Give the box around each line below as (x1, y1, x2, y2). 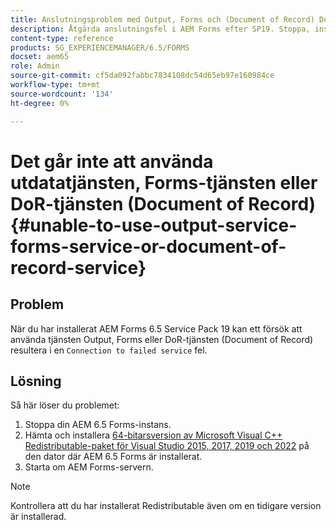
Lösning (10, 372, 62, 390)
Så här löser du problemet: (10, 399, 120, 411)
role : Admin (10, 61, 60, 71)
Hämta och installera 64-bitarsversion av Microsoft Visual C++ (24, 429, 283, 441)
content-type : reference (10, 33, 114, 43)
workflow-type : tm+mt (10, 80, 101, 90)
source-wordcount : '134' (10, 89, 114, 99)
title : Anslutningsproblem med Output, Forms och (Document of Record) (10, 14, 315, 25)
